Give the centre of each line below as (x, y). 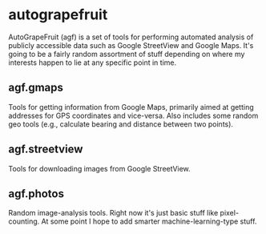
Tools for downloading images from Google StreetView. (99, 168)
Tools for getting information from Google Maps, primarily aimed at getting (131, 107)
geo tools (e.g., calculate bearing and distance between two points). (121, 124)
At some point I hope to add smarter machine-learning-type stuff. (149, 221)
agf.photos (36, 194)
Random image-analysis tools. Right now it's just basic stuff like (113, 213)
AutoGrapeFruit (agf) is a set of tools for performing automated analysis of (131, 37)
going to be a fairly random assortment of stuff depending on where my (127, 54)
